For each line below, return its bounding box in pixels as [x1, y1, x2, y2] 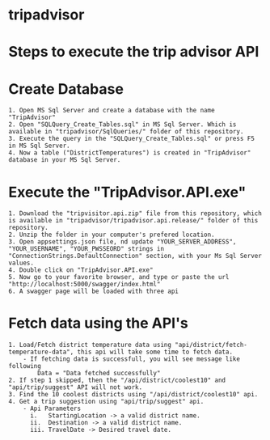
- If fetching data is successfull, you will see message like [23, 355, 241, 363]
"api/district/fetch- [175, 341, 248, 349]
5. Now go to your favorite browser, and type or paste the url [8, 273, 230, 281]
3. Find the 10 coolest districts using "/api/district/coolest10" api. [8, 391, 259, 399]
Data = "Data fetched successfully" [37, 370, 161, 378]
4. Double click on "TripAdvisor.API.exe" [8, 266, 154, 274]
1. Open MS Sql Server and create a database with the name [8, 107, 216, 115]
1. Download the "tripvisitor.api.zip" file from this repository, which [8, 209, 263, 218]
